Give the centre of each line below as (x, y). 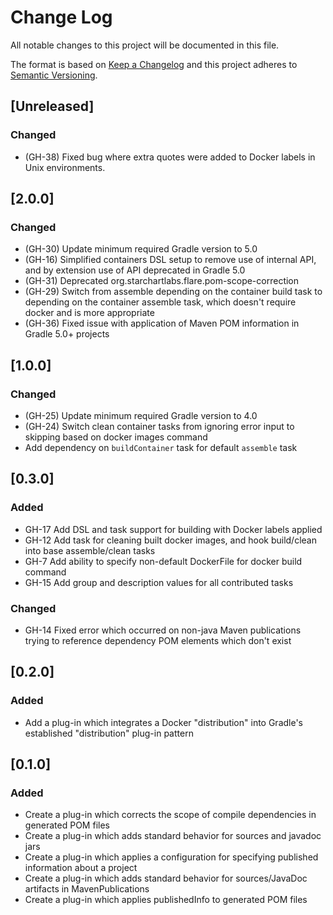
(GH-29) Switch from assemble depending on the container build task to (173, 292)
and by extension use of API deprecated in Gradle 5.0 (135, 270)
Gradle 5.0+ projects (67, 334)
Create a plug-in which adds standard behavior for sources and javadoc (173, 836)
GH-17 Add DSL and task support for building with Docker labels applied (173, 529)
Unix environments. (65, 167)
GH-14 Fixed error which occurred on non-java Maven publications (163, 630)
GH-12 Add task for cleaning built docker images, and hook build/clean (170, 540)
